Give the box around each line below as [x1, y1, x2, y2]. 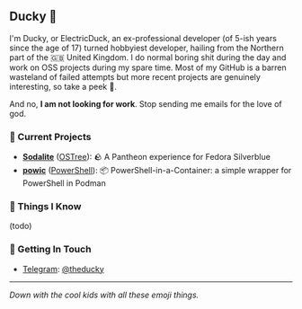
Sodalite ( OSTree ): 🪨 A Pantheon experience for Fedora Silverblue [22, 152, 271, 163]
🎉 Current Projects [9, 130, 92, 143]
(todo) [9, 221, 32, 232]
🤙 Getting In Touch [9, 243, 92, 256]
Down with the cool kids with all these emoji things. [9, 289, 200, 300]
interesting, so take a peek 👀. [9, 81, 117, 92]
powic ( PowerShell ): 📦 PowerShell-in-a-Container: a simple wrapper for [22, 165, 292, 176]
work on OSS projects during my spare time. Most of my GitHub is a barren [9, 62, 288, 73]
